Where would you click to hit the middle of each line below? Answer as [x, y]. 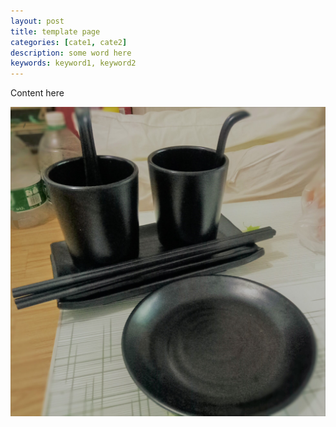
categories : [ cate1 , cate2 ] [69, 42]
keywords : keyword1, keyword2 [73, 63]
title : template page [55, 31]
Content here [37, 93]
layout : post [37, 21]
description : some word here [71, 53]
